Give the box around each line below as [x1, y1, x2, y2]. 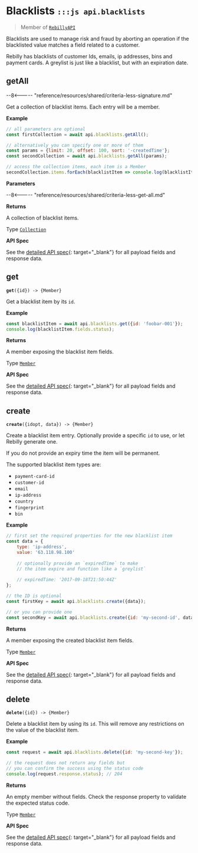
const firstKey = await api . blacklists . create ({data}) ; [6, 598, 146, 604]
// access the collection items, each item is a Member [6, 164, 146, 170]
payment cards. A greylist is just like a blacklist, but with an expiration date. [6, 59, 189, 66]
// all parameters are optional [6, 126, 85, 132]
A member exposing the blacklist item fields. [6, 348, 114, 355]
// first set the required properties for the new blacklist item [6, 533, 173, 539]
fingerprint [14, 505, 44, 511]
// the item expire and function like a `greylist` [16, 566, 146, 572]
